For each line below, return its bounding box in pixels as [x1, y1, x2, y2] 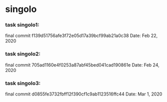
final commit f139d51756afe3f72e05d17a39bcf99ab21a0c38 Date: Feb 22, [5, 32, 158, 38]
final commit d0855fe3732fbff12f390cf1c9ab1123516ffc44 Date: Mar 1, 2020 [5, 91, 162, 97]
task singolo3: [5, 79, 41, 86]
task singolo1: [5, 21, 39, 28]
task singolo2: [5, 50, 41, 57]
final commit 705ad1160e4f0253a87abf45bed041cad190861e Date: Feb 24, [5, 61, 160, 68]
